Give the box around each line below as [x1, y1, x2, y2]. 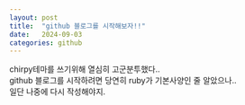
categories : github [9, 38, 83, 48]
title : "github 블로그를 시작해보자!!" [9, 22, 146, 31]
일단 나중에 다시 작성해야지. [9, 86, 106, 97]
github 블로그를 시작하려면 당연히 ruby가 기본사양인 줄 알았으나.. [9, 75, 237, 86]
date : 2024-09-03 [9, 30, 83, 39]
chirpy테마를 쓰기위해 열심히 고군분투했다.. [9, 64, 160, 74]
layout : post [9, 13, 59, 22]
